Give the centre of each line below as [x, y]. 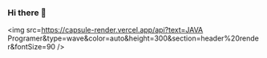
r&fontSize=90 [32, 47]
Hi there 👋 [27, 13]
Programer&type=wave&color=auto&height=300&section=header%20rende [133, 38]
